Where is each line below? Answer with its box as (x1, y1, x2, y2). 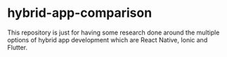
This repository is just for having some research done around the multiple (7, 28, 220, 37)
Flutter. (7, 43, 28, 51)
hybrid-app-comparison (7, 5, 153, 21)
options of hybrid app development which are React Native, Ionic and (7, 35, 208, 44)
